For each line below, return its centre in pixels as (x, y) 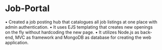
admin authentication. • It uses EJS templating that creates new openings (79, 27)
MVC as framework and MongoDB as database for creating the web (83, 37)
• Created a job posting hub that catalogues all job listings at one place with (81, 22)
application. (17, 42)
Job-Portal (27, 8)
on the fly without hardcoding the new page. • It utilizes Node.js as (72, 32)
